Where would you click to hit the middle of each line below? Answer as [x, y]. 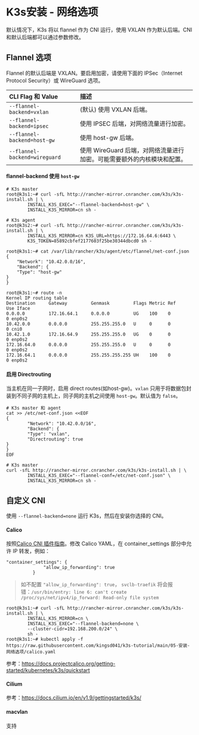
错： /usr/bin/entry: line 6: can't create [74, 592]
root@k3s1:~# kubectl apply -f [45, 640]
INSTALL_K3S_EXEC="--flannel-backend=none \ [83, 624]
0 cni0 [14, 329]
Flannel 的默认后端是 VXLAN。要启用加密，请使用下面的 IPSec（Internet [94, 73]
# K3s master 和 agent [33, 408]
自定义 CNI [26, 501]
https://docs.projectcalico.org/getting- [68, 664]
